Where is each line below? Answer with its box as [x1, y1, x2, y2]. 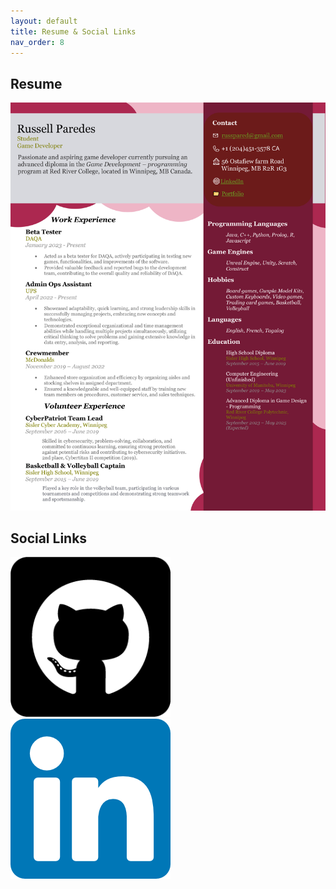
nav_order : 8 [10, 37, 65, 47]
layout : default [10, 16, 78, 26]
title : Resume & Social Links [10, 26, 137, 37]
